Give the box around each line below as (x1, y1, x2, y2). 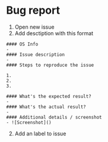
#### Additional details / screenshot (6, 114, 102, 120)
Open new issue (14, 23, 55, 30)
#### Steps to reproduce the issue (6, 62, 94, 68)
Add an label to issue (14, 129, 66, 137)
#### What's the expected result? (6, 93, 92, 99)
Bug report (6, 4, 61, 17)
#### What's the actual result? (6, 104, 86, 110)
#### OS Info (6, 41, 39, 47)
